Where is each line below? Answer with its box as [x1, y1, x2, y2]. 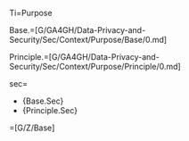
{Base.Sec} [21, 95, 64, 106]
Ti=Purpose [9, 8, 53, 18]
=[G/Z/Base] [9, 122, 55, 133]
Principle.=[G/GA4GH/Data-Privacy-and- [9, 52, 160, 62]
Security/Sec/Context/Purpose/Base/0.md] [9, 35, 168, 45]
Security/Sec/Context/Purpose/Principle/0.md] [9, 62, 181, 71]
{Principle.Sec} [21, 105, 78, 115]
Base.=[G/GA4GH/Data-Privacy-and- [9, 25, 146, 35]
